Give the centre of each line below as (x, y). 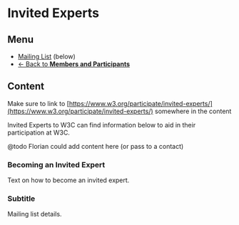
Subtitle (21, 199)
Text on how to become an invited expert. (68, 180)
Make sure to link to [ (39, 103)
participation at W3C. (39, 132)
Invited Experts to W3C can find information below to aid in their (102, 125)
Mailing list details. (35, 214)
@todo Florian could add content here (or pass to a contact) (96, 146)
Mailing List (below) (47, 56)
